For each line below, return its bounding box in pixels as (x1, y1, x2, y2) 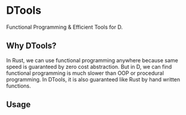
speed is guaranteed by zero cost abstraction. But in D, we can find (6, 63, 172, 70)
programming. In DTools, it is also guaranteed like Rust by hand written (6, 75, 181, 83)
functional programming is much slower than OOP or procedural (6, 69, 164, 77)
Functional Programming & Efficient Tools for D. (6, 23, 123, 31)
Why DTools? (6, 41, 57, 51)
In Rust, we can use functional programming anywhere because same (6, 56, 178, 63)
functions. (6, 82, 31, 89)
